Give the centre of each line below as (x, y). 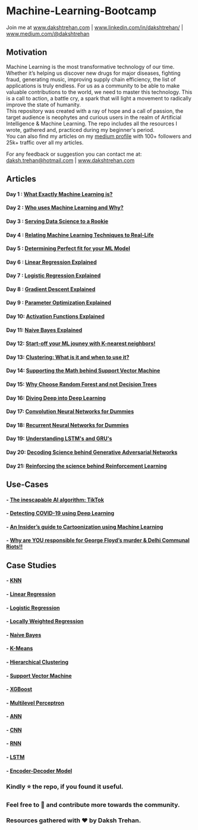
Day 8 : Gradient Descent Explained (51, 289)
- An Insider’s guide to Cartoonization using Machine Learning (85, 526)
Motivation (27, 53)
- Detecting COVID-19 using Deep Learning (60, 513)
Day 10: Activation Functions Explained (56, 317)
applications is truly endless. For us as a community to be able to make (93, 86)
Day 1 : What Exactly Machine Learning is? (59, 194)
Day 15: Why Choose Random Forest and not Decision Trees (81, 384)
